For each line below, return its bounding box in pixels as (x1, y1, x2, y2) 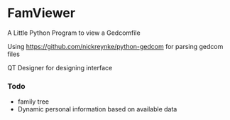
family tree (17, 97, 50, 106)
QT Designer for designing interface (7, 63, 113, 72)
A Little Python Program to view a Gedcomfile (7, 28, 141, 37)
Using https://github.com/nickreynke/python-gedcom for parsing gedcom (7, 42, 224, 50)
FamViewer (7, 5, 76, 21)
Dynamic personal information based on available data (17, 105, 177, 114)
